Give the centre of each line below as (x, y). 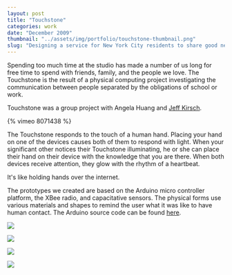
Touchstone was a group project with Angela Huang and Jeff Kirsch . (105, 108)
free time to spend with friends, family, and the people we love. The (103, 72)
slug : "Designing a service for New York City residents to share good (112, 45)
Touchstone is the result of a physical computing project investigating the (112, 80)
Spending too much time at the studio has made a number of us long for (109, 65)
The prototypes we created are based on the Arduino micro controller (106, 191)
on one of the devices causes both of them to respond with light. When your (116, 142)
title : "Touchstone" (37, 20)
